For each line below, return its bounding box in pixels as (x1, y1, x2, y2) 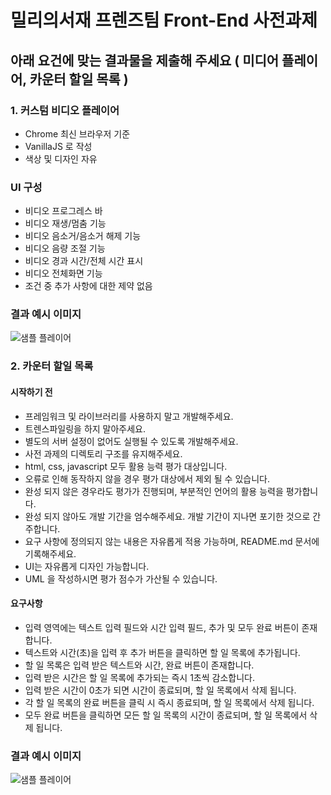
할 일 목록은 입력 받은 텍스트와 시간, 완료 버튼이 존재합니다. (24, 659, 255, 671)
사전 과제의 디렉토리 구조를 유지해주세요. (24, 447, 183, 460)
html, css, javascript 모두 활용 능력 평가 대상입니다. (24, 460, 228, 472)
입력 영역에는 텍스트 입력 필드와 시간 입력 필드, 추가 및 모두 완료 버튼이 (24, 621, 300, 633)
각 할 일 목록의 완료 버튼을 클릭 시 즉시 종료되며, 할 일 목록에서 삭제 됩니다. (24, 696, 315, 708)
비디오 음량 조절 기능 (24, 242, 106, 255)
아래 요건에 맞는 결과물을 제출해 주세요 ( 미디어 (10, 52, 280, 69)
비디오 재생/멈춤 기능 (24, 217, 107, 230)
